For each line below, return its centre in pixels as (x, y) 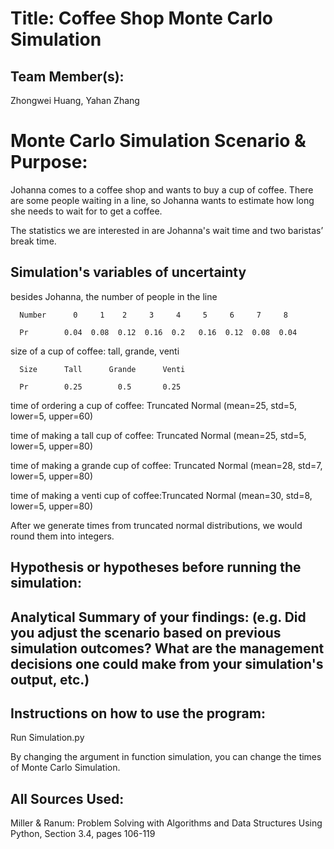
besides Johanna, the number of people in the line (114, 296)
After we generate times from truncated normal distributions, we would (156, 525)
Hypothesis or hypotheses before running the (156, 567)
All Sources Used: (67, 798)
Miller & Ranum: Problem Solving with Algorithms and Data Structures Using (166, 823)
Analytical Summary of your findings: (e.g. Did (158, 617)
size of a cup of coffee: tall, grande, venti (95, 351)
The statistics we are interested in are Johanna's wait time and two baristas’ (167, 230)
